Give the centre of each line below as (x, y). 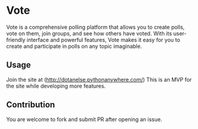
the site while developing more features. (56, 86)
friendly (16, 40)
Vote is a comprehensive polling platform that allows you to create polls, (95, 27)
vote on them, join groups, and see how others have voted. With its (89, 33)
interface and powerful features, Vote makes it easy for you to (104, 40)
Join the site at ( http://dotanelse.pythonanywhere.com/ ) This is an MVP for (99, 79)
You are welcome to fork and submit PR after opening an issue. (84, 119)
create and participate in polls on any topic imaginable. (74, 46)
